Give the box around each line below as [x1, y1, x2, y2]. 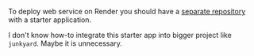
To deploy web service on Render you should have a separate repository [8, 7, 246, 16]
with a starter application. [8, 15, 92, 24]
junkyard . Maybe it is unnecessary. [8, 39, 123, 48]
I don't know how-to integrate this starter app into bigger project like [8, 31, 232, 39]
